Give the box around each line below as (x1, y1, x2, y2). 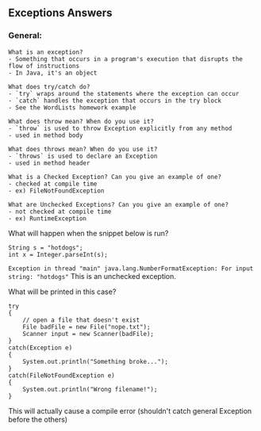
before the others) (8, 414, 68, 424)
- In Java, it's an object (8, 69, 98, 77)
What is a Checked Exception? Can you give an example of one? (8, 173, 222, 181)
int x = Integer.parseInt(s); (8, 250, 109, 258)
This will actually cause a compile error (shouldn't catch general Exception (8, 406, 252, 415)
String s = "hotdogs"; (8, 243, 83, 252)
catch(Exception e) (8, 344, 73, 352)
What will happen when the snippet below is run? (8, 228, 169, 238)
